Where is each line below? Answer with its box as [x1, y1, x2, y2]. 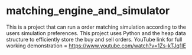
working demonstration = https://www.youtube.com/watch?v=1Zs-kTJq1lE [6, 42, 186, 49]
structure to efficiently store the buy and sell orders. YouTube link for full [6, 36, 183, 43]
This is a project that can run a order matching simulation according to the [6, 23, 187, 30]
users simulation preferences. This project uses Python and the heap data [6, 29, 186, 36]
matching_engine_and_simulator [6, 4, 170, 18]
